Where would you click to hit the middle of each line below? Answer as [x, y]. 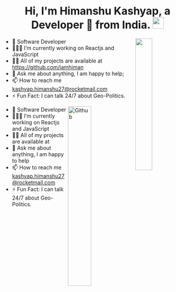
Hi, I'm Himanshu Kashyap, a [98, 11]
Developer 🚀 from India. [91, 25]
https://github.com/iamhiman [48, 67]
